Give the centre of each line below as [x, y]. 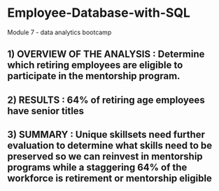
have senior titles [46, 111]
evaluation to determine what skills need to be [110, 146]
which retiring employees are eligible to [95, 65]
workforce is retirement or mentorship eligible [109, 179]
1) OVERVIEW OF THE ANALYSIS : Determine [106, 54]
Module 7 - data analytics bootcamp [59, 32]
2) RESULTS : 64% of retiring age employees [106, 100]
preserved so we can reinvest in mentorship [105, 156]
